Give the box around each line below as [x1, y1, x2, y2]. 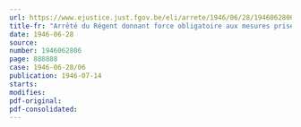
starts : [9, 80, 39, 89]
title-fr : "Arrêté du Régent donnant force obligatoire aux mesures [9, 21, 271, 30]
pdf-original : [9, 96, 63, 106]
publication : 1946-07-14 [9, 72, 102, 80]
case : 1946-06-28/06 [9, 63, 87, 72]
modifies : [9, 88, 47, 97]
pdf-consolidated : [9, 105, 78, 114]
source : [9, 38, 39, 47]
